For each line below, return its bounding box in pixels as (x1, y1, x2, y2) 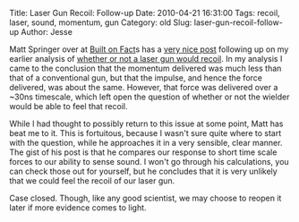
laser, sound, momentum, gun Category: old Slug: (9, 17, 192, 28)
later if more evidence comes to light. (9, 202, 147, 213)
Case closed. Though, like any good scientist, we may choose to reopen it (9, 192, 282, 203)
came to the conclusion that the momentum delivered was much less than (9, 63, 282, 73)
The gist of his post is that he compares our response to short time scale (9, 147, 278, 158)
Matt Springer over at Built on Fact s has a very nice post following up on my (9, 44, 289, 55)
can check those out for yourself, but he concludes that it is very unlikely (9, 166, 278, 176)
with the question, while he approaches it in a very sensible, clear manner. (9, 138, 283, 148)
